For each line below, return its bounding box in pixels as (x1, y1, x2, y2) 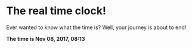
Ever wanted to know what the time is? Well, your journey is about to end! (6, 24, 187, 31)
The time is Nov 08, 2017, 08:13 (6, 35, 85, 42)
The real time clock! (6, 4, 106, 18)
